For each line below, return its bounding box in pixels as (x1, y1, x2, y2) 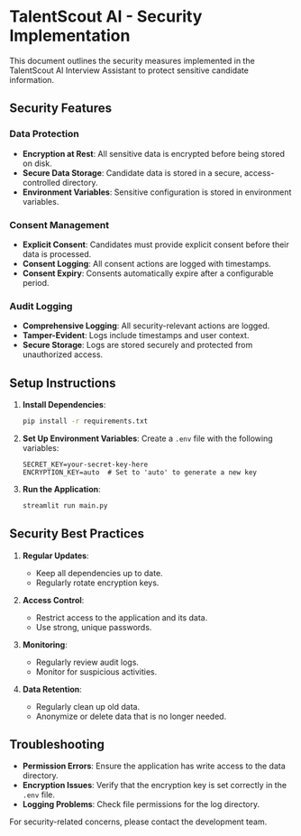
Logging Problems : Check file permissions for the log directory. (22, 799, 260, 810)
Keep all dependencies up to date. (35, 567, 164, 578)
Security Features (9, 101, 113, 116)
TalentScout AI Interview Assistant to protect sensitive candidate (9, 65, 250, 76)
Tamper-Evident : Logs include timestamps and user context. (22, 330, 250, 341)
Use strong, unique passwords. (35, 621, 152, 632)
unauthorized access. (22, 349, 104, 360)
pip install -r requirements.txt (22, 417, 149, 426)
